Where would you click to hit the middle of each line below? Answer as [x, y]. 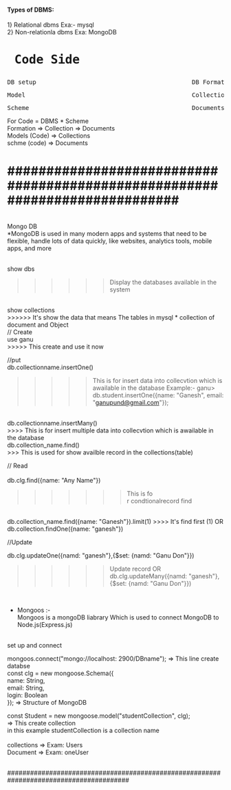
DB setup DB [103, 82]
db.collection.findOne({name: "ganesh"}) [65, 529]
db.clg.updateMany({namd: [148, 576]
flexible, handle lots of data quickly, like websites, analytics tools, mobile [110, 241]
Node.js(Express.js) [45, 625]
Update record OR [135, 569]
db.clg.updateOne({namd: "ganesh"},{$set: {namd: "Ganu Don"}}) [101, 556]
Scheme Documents [116, 108]
